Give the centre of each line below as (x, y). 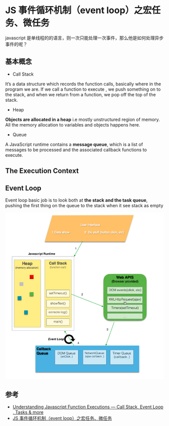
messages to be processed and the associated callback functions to (76, 150)
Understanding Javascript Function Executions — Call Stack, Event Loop (88, 407)
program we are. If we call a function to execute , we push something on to (83, 89)
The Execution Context (42, 171)
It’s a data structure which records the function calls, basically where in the (83, 84)
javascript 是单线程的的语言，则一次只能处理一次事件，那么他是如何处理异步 (84, 38)
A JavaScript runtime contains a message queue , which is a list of (74, 144)
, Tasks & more (28, 412)
